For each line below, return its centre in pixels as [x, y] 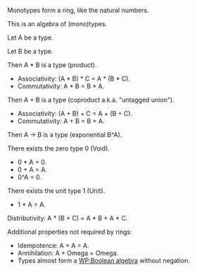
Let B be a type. [30, 51]
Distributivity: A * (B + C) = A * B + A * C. [68, 218]
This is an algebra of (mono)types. [57, 24]
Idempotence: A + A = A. [53, 246]
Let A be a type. [31, 37]
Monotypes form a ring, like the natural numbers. [78, 10]
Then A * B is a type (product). [52, 65]
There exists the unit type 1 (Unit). [56, 191]
